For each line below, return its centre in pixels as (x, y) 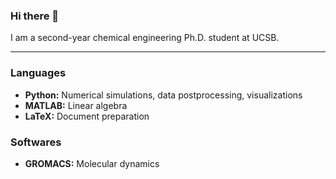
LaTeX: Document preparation (87, 116)
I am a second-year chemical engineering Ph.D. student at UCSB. (145, 38)
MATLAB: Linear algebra (76, 105)
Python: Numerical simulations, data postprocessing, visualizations (163, 95)
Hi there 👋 (35, 16)
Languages (38, 73)
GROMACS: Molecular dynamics (92, 163)
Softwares (36, 142)
